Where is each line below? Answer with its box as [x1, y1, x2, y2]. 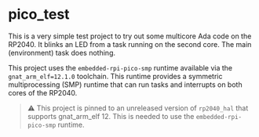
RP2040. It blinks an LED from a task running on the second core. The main [8, 39, 252, 49]
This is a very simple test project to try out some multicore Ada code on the [8, 31, 252, 41]
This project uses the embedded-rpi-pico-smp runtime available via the [8, 63, 233, 72]
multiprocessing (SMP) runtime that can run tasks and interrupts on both [8, 80, 243, 89]
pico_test [8, 5, 70, 23]
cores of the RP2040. [8, 88, 78, 97]
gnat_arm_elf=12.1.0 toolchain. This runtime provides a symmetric [8, 71, 223, 81]
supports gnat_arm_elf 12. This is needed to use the [27, 111, 195, 121]
